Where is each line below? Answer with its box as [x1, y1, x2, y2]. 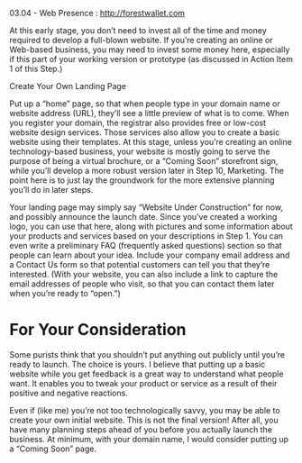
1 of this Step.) [9, 63, 63, 74]
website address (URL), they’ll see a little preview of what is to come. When [9, 108, 290, 118]
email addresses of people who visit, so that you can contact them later [9, 278, 275, 289]
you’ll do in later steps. [9, 185, 94, 195]
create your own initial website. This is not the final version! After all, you [9, 414, 279, 425]
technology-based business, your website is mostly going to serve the [9, 146, 270, 157]
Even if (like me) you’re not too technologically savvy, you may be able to [9, 404, 281, 415]
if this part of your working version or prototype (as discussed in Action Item [9, 54, 293, 64]
